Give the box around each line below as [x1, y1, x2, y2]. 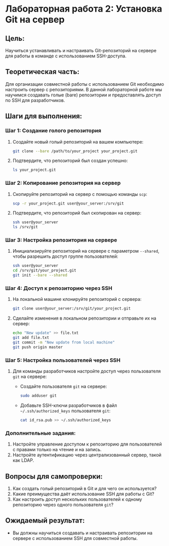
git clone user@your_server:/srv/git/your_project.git [12, 306, 131, 311]
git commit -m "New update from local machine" [12, 340, 115, 345]
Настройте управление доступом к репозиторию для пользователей [12, 441, 162, 447]
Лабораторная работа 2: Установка [5, 3, 162, 15]
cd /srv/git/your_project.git [12, 268, 77, 273]
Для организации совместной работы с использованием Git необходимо [5, 81, 164, 87]
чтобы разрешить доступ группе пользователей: [12, 253, 118, 259]
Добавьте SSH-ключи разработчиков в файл [20, 402, 117, 408]
